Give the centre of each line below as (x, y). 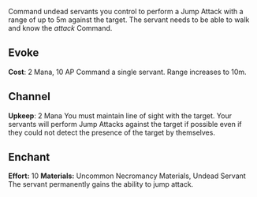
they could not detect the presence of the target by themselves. (112, 132)
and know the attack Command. (60, 28)
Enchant (29, 157)
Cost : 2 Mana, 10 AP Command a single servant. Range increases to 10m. (127, 72)
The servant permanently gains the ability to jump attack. (101, 184)
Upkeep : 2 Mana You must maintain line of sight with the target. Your (120, 115)
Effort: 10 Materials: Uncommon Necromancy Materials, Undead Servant (127, 176)
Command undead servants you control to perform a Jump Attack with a (126, 11)
